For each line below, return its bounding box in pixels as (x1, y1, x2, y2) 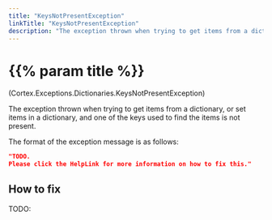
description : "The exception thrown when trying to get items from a (8, 27, 249, 35)
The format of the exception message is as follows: (8, 137, 180, 146)
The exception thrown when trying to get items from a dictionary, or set (8, 104, 246, 114)
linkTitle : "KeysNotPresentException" (8, 19, 139, 27)
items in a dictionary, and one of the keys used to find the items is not (8, 112, 240, 122)
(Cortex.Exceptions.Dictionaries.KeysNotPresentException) (8, 88, 206, 98)
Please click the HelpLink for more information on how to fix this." (8, 160, 252, 168)
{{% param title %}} (8, 61, 145, 80)
